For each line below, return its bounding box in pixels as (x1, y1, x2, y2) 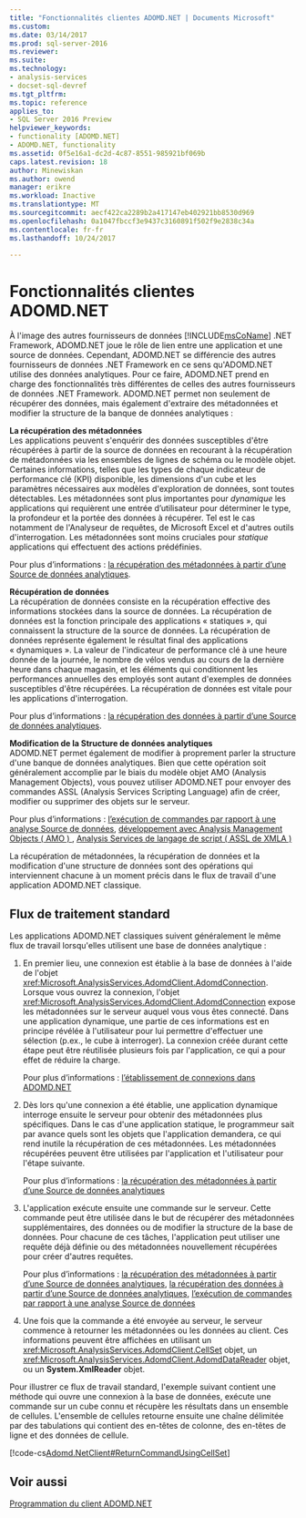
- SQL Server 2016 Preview (9, 115, 112, 124)
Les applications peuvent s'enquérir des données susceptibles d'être (9, 435, 269, 446)
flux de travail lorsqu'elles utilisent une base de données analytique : (9, 940, 267, 951)
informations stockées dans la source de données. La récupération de (9, 606, 272, 617)
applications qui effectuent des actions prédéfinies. (9, 541, 202, 552)
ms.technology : (9, 65, 67, 74)
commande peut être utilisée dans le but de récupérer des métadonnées (22, 1213, 295, 1224)
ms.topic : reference (9, 97, 88, 108)
